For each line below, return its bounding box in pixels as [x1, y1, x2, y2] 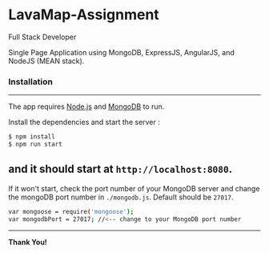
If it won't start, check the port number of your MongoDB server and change [8, 183, 260, 193]
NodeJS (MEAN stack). [8, 56, 85, 66]
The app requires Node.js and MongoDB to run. [8, 102, 165, 111]
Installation [8, 76, 54, 87]
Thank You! [8, 237, 48, 247]
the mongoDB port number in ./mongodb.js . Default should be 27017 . [8, 192, 234, 202]
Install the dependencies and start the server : [8, 118, 160, 127]
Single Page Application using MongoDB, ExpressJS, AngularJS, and [8, 47, 235, 57]
